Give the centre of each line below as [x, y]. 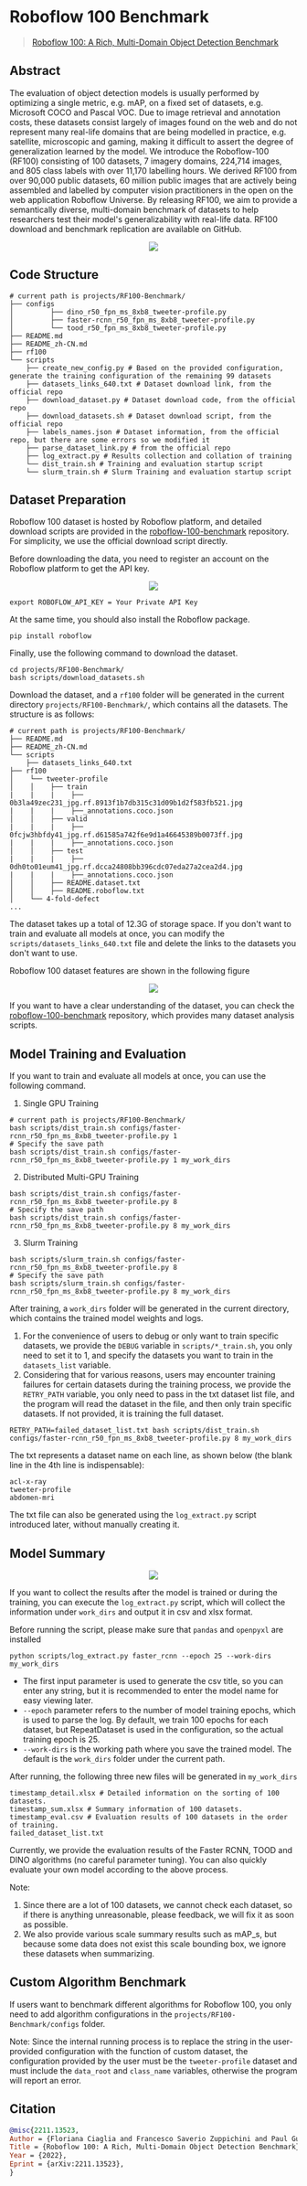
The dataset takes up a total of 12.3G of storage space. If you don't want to [151, 924]
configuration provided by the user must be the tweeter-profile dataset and [153, 2061]
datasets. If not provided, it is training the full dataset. [123, 1413]
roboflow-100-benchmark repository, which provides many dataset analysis [152, 1016]
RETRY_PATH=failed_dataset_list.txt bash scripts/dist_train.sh [134, 1431]
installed [26, 1639]
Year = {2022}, [38, 2156]
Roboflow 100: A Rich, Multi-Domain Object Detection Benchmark [155, 42]
